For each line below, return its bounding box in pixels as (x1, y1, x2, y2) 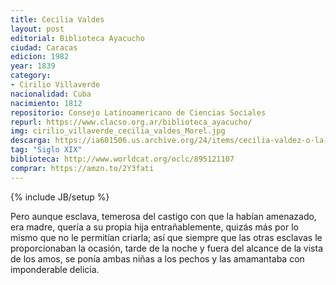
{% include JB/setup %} (10, 191, 110, 203)
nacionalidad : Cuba (10, 89, 92, 99)
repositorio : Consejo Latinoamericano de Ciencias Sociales (10, 107, 267, 118)
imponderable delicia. (10, 263, 100, 275)
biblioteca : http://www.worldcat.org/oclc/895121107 (10, 154, 235, 164)
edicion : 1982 (10, 52, 70, 62)
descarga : (10, 136, 52, 146)
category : (10, 71, 52, 81)
